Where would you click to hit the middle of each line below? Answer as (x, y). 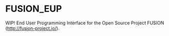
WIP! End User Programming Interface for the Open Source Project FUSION (85, 23)
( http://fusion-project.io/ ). (33, 28)
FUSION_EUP (34, 9)
